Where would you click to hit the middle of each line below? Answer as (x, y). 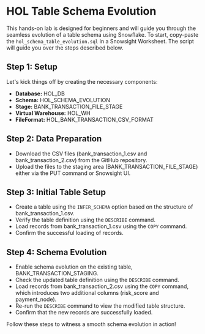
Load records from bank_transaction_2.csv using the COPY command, (102, 286)
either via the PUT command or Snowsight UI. (73, 173)
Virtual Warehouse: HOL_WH (53, 113)
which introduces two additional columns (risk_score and (87, 293)
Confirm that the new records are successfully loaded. (84, 313)
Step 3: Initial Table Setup (56, 192)
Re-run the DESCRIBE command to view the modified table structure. (100, 306)
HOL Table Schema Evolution (81, 11)
